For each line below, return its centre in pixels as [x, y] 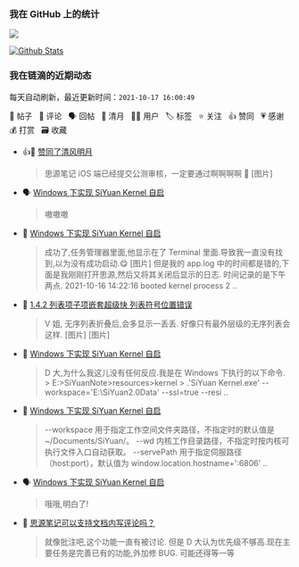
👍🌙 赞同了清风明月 [57, 151]
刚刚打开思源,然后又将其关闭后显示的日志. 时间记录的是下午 [177, 274]
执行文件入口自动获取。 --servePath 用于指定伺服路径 [143, 452]
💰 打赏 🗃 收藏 [38, 129]
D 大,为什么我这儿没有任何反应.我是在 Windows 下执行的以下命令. [165, 372]
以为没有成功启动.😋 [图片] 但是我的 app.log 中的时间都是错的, [168, 263]
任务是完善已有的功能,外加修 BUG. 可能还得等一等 [143, 553]
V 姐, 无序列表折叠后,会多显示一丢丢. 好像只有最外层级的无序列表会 [167, 323]
